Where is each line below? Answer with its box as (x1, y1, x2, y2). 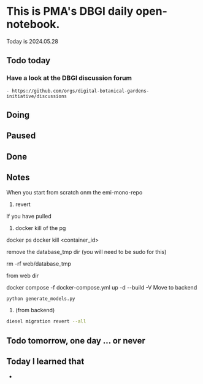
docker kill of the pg (15, 224, 66, 231)
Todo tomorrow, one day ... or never (6, 336, 146, 346)
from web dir (6, 272, 39, 279)
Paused (6, 131, 36, 141)
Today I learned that (6, 356, 85, 367)
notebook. (6, 17, 60, 31)
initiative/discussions (6, 93, 67, 99)
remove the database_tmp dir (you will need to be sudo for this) (6, 248, 167, 255)
